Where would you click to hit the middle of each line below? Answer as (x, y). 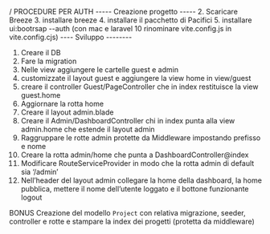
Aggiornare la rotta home (62, 104)
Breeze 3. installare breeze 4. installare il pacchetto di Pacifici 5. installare (131, 20)
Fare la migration (49, 61)
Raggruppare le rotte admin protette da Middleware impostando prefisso (141, 138)
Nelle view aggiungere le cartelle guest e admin (100, 70)
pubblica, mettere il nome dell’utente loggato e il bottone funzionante (135, 189)
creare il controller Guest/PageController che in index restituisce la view (139, 87)
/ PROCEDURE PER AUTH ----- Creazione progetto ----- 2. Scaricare (123, 12)
